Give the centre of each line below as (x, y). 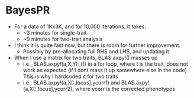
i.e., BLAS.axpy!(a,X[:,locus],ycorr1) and (72, 82)
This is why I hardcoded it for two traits (71, 76)
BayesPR (28, 10)
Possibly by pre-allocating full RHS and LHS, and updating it (96, 51)
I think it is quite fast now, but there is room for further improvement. (97, 45)
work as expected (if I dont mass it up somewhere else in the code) (105, 70)
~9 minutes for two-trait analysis (63, 39)
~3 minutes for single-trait (55, 32)
